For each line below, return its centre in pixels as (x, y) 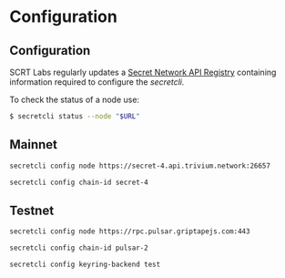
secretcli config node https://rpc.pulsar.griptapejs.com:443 (130, 232)
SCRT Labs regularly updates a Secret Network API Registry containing (143, 72)
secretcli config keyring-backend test (85, 264)
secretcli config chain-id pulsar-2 (79, 248)
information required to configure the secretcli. (97, 82)
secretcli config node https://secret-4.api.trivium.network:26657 (140, 166)
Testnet (32, 210)
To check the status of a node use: (74, 99)
